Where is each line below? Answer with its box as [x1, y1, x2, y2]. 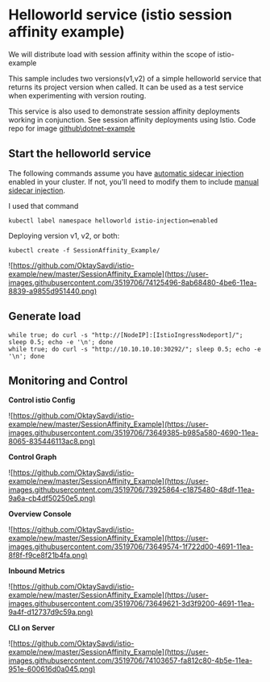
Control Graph [8, 452, 57, 462]
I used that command [8, 201, 79, 210]
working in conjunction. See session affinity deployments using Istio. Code [8, 114, 256, 124]
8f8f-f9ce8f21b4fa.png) [8, 551, 88, 560]
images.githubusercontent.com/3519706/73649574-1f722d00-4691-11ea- [8, 542, 254, 551]
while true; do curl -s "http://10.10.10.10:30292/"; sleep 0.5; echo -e [8, 345, 262, 353]
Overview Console [8, 509, 72, 519]
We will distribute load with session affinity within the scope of [8, 49, 216, 59]
